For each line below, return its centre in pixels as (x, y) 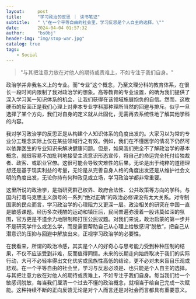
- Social (27, 55)
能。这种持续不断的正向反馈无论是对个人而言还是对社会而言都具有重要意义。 (98, 290)
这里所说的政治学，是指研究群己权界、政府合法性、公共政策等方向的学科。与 (98, 190)
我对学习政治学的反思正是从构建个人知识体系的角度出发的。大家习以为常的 (95, 133)
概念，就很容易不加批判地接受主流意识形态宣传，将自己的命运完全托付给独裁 (98, 155)
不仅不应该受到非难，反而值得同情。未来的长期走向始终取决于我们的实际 (103, 253)
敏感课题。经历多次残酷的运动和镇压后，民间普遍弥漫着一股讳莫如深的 (95, 211)
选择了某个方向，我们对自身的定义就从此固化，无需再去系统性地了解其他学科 (98, 114)
